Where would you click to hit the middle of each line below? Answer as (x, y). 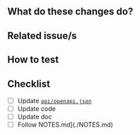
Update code (36, 109)
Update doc (35, 117)
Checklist (29, 84)
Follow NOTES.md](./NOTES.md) (65, 125)
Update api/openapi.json (54, 100)
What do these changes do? (70, 12)
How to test (33, 60)
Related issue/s (42, 36)
